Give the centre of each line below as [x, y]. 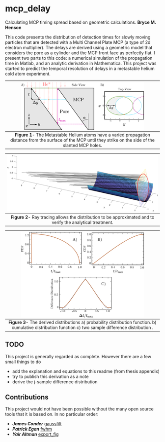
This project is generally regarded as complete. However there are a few [78, 356]
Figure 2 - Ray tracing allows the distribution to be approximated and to [82, 217]
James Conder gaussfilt [37, 424]
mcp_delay [28, 9]
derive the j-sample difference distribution [55, 382]
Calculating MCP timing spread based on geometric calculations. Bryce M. [81, 22]
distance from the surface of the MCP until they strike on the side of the [82, 140]
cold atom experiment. [28, 74]
